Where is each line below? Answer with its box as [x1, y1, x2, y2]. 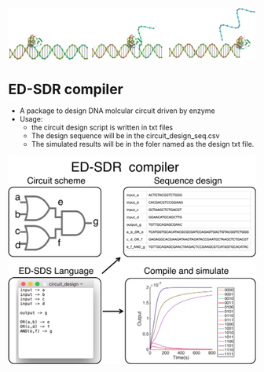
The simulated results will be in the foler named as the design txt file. [31, 140, 255, 149]
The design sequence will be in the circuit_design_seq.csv [31, 131, 220, 140]
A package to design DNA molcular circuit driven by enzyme [19, 106, 215, 115]
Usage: [19, 115, 43, 124]
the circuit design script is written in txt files [31, 122, 174, 133]
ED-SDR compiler [8, 80, 124, 98]
